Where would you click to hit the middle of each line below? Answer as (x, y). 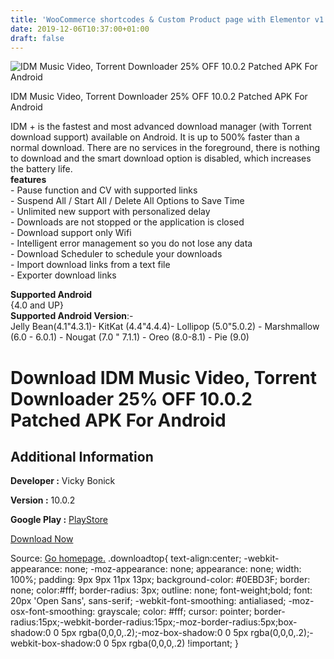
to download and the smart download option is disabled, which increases (161, 158)
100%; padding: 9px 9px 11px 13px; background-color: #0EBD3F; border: (160, 580)
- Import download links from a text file (90, 265)
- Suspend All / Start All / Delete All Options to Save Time (127, 201)
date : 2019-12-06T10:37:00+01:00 (80, 29)
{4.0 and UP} (37, 305)
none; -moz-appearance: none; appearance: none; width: (183, 569)
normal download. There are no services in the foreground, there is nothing (165, 148)
